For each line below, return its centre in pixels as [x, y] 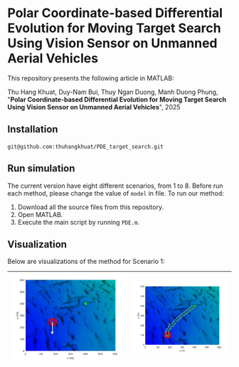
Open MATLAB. [40, 214]
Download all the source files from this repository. [91, 207]
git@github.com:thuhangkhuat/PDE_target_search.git [85, 147]
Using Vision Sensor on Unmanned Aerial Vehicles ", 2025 [94, 107]
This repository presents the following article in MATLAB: [91, 78]
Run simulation [41, 169]
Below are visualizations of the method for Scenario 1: [86, 262]
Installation [33, 129]
